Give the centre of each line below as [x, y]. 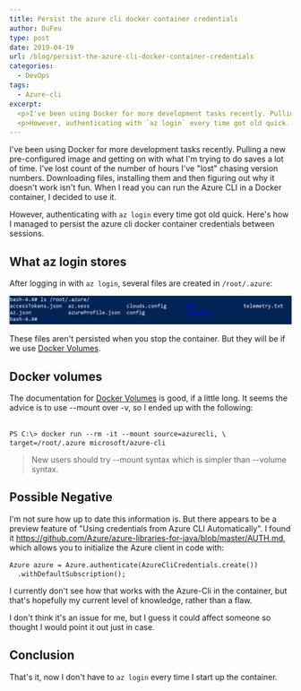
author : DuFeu [36, 28]
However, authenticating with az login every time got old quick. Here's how [149, 214]
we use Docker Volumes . [55, 349]
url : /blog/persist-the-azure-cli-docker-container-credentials [132, 57]
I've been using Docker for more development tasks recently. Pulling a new [148, 150]
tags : [19, 85]
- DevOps [34, 76]
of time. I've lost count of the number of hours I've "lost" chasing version [144, 168]
